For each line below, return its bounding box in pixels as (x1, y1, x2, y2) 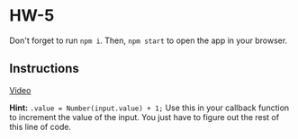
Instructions (9, 61, 79, 76)
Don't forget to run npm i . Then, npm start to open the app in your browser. (9, 35, 288, 46)
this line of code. (9, 121, 72, 132)
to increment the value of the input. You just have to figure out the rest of (9, 111, 280, 122)
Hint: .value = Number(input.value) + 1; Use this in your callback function (9, 102, 290, 113)
